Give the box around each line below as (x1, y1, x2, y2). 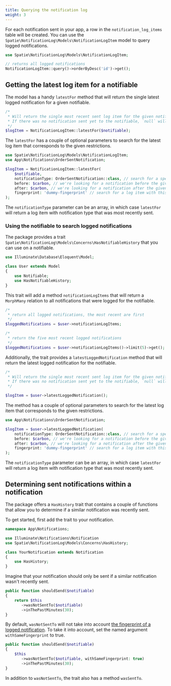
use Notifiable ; (14, 273, 49, 278)
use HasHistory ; (14, 559, 49, 564)
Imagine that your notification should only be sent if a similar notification (5, 573, 157, 579)
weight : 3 (5, 12, 26, 17)
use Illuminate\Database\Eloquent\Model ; (5, 255, 95, 260)
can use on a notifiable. (5, 245, 54, 251)
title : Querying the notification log (5, 7, 88, 13)
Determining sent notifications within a (5, 480, 131, 489)
